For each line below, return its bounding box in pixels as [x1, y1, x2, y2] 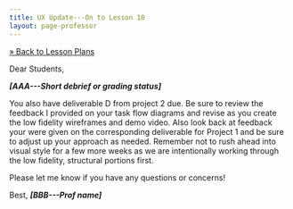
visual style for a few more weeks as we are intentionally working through [9, 145, 279, 156]
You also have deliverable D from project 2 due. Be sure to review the [9, 97, 264, 108]
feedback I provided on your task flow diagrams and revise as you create [9, 107, 278, 118]
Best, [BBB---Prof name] [9, 189, 102, 200]
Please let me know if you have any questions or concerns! [9, 171, 225, 183]
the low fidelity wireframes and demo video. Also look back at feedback [9, 117, 273, 128]
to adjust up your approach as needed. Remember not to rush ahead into [9, 136, 276, 146]
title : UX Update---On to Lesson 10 [9, 13, 145, 22]
